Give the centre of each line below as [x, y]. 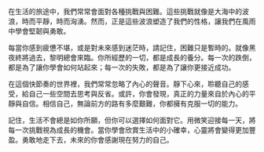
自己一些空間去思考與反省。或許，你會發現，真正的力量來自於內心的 [139, 94]
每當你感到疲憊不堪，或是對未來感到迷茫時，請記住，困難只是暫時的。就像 [128, 48]
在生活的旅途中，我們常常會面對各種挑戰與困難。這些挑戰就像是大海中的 [125, 11]
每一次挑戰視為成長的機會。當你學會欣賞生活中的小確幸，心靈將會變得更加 [128, 130]
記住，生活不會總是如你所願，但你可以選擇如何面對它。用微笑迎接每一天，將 [132, 120]
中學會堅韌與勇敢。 [39, 31]
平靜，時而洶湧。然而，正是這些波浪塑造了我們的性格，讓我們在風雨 [145, 21]
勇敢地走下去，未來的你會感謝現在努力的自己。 [97, 140]
